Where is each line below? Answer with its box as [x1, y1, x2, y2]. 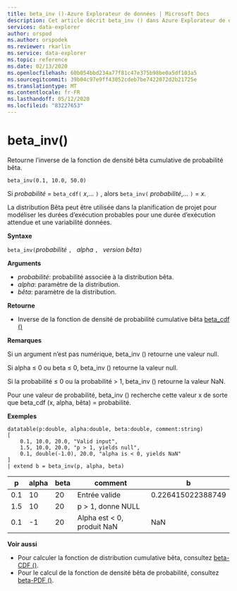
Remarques [7, 336, 42, 344]
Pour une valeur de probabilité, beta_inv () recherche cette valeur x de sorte [7, 391, 228, 399]
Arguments [7, 259, 42, 267]
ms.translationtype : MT [7, 83, 78, 90]
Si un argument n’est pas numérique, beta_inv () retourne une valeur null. [7, 350, 219, 358]
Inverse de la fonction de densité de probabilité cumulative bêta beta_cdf [17, 315, 230, 323]
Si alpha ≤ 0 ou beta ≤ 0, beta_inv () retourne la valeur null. [7, 363, 178, 372]
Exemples [7, 412, 37, 420]
